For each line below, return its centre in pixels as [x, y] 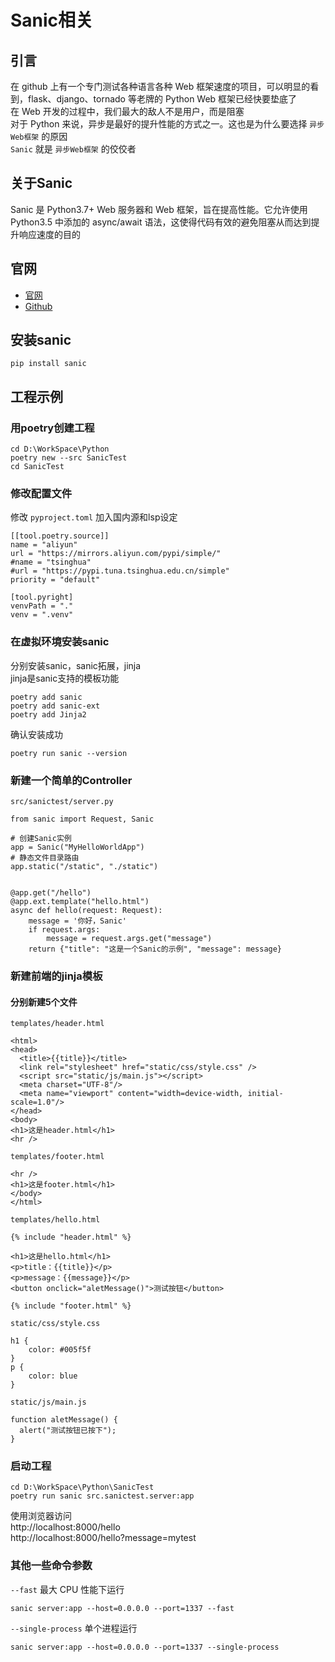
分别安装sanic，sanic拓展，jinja [76, 665]
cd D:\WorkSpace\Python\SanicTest [82, 1487]
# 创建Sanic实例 [41, 839]
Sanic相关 [52, 20]
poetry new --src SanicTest [69, 458]
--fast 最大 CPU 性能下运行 [67, 1589]
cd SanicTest [37, 467]
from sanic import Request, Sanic [82, 819]
